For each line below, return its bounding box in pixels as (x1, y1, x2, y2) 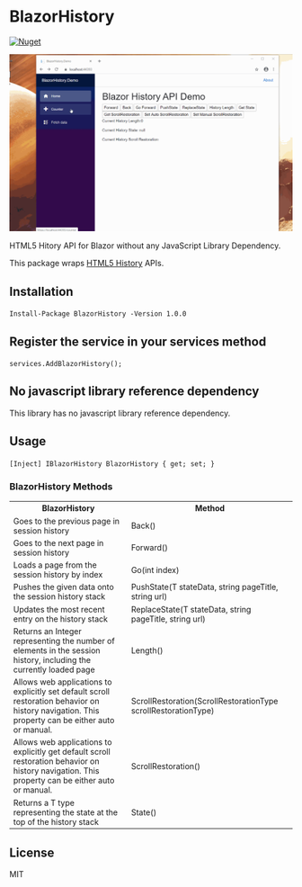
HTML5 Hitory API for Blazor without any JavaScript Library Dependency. (9, 240, 281, 251)
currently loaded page (13, 664, 96, 675)
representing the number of (13, 635, 115, 646)
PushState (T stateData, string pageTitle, (130, 582, 279, 593)
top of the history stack (13, 816, 99, 827)
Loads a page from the (13, 560, 97, 570)
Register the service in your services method (9, 334, 267, 349)
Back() (130, 520, 156, 532)
